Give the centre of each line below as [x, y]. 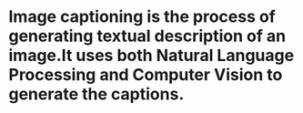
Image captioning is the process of [142, 17]
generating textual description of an [147, 36]
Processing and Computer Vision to [146, 75]
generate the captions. [96, 94]
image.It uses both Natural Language [151, 56]
